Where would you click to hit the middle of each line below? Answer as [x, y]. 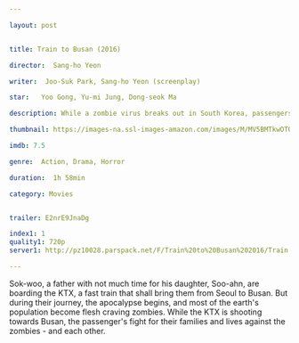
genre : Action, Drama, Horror [67, 161]
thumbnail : [29, 130]
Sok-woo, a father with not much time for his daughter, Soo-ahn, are [134, 283]
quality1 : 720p [37, 242]
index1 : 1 [28, 234]
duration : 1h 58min [48, 178]
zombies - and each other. [57, 331]
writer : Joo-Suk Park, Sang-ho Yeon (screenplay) [105, 81]
